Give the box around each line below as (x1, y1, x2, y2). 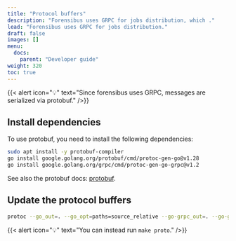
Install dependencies (7, 116, 101, 128)
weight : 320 (7, 62, 42, 69)
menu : (7, 43, 23, 50)
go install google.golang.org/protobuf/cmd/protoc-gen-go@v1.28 (7, 155, 199, 162)
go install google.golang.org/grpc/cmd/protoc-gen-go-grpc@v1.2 (7, 162, 199, 169)
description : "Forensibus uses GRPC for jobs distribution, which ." (7, 17, 216, 24)
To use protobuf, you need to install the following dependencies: (7, 135, 193, 144)
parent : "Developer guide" (20, 56, 99, 63)
